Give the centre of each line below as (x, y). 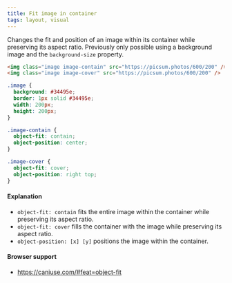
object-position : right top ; (55, 174)
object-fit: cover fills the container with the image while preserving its (119, 226)
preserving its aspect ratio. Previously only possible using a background (110, 47)
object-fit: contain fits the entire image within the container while (113, 211)
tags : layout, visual (38, 20)
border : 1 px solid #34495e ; (54, 98)
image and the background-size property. (66, 54)
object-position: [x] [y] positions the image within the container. (113, 241)
